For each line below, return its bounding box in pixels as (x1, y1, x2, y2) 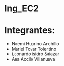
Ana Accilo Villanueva (11, 56, 55, 62)
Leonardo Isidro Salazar (11, 51, 59, 57)
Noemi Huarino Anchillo (11, 41, 59, 47)
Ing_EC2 (4, 3, 39, 14)
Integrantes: (4, 25, 55, 36)
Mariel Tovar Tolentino (11, 46, 57, 52)
